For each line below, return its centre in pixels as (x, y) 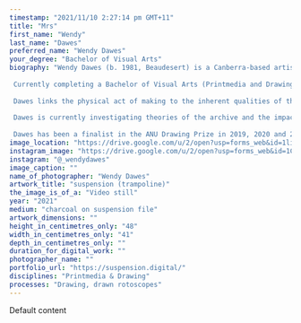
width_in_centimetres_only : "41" (72, 234)
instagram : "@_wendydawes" (60, 159)
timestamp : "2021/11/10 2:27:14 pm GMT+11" (92, 17)
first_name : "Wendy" (48, 34)
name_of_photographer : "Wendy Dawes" (80, 176)
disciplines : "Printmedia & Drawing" (80, 276)
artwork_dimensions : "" (54, 218)
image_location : (39, 143)
